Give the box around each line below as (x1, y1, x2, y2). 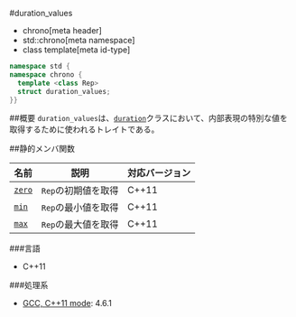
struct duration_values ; (17, 87, 111, 96)
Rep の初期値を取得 (41, 184, 119, 197)
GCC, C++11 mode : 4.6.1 (22, 298, 113, 309)
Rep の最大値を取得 (41, 219, 119, 231)
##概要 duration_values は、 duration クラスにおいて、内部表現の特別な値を (9, 113, 288, 124)
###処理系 (9, 280, 49, 291)
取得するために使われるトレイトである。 (9, 124, 160, 135)
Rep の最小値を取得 (41, 201, 119, 214)
